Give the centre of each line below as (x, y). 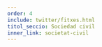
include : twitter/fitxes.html (51, 20)
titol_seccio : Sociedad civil (51, 26)
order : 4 (20, 13)
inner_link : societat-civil (48, 33)
